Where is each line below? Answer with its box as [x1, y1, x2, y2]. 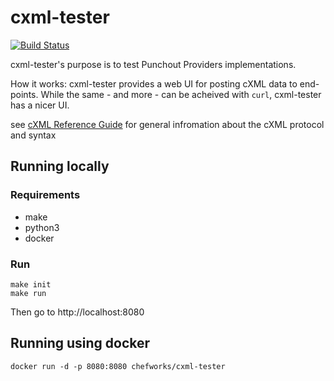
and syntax [10, 129, 57, 141]
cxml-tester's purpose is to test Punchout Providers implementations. [10, 58, 297, 70]
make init [10, 279, 52, 290]
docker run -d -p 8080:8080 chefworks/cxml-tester [10, 361, 226, 371]
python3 [24, 221, 60, 233]
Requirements [10, 188, 81, 202]
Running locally [10, 158, 110, 175]
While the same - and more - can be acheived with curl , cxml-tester [40, 88, 322, 100]
